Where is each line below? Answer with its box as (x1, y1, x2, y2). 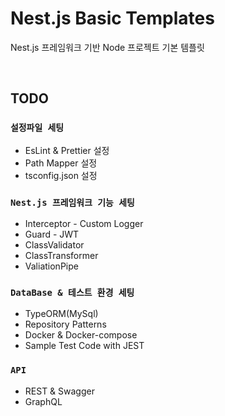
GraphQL (24, 395, 63, 407)
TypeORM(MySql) (24, 308, 99, 320)
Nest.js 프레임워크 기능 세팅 (10, 197, 135, 208)
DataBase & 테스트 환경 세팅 (10, 287, 135, 298)
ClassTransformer (24, 249, 99, 261)
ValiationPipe (24, 260, 79, 272)
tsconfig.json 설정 (24, 169, 98, 181)
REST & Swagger (24, 385, 95, 397)
